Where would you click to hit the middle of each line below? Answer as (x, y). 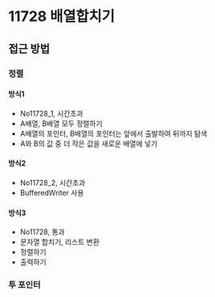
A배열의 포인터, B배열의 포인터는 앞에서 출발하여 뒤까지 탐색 (114, 133)
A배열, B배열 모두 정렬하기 (61, 123)
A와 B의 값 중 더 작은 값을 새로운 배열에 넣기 (89, 143)
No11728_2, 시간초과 (53, 182)
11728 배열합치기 (61, 16)
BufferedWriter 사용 (52, 193)
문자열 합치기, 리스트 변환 (60, 242)
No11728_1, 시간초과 (51, 113)
